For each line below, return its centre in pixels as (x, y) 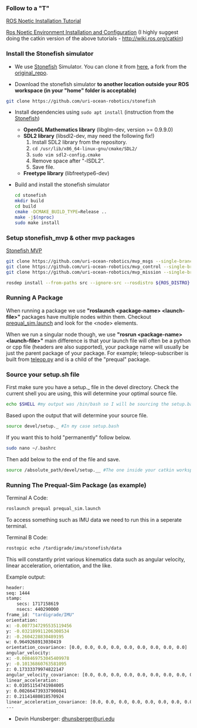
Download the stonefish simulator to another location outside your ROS (102, 84)
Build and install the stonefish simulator (62, 185)
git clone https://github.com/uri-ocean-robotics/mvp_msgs (80, 261)
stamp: (14, 598)
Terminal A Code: (27, 498)
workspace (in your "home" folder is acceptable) (75, 90)
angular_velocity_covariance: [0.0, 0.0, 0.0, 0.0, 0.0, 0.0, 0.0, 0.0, (97, 675)
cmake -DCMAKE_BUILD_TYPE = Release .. (61, 212)
